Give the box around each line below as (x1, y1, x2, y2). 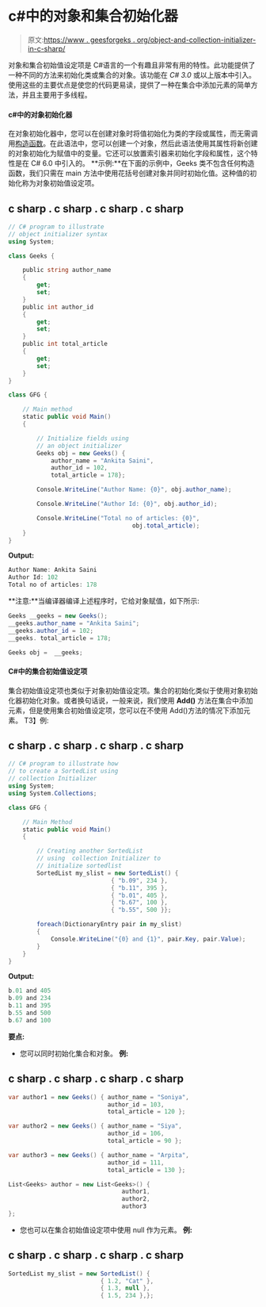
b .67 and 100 (8, 1016, 51, 1024)
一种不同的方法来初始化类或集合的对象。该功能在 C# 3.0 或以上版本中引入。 (8, 70, 256, 79)
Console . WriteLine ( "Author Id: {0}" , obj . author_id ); (36, 500, 218, 508)
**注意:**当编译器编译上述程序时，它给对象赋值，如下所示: (8, 596, 200, 606)
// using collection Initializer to (36, 854, 161, 863)
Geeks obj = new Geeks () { (36, 449, 126, 457)
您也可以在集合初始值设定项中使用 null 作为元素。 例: (19, 1225, 192, 1234)
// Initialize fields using (36, 434, 129, 443)
